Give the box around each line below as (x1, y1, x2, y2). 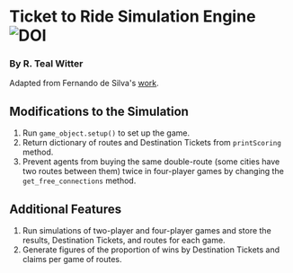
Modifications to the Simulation (9, 103, 189, 119)
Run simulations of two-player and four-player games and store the (22, 225, 271, 236)
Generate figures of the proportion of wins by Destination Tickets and (22, 244, 280, 255)
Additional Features (9, 201, 122, 216)
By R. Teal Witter (9, 57, 84, 70)
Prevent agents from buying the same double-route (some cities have (22, 156, 280, 167)
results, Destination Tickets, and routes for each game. (22, 235, 226, 246)
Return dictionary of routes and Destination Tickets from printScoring (22, 137, 281, 148)
